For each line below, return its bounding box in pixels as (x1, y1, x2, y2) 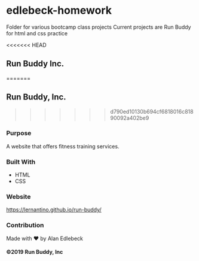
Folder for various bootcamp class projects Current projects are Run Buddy (6, 23, 191, 31)
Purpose (6, 129, 32, 138)
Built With (6, 157, 36, 166)
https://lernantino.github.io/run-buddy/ (6, 206, 102, 213)
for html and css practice (6, 29, 68, 37)
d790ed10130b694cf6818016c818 (110, 108, 194, 115)
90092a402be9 (110, 114, 149, 122)
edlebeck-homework (6, 4, 112, 17)
